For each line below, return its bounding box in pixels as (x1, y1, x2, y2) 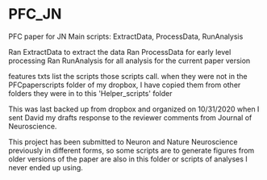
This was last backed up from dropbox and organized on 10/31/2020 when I (8, 104, 260, 114)
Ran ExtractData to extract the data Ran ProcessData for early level (8, 47, 232, 57)
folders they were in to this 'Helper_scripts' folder (8, 88, 173, 98)
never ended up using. (8, 162, 83, 172)
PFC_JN (8, 5, 62, 23)
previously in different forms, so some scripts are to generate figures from (8, 145, 255, 155)
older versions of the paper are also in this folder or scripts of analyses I (8, 154, 248, 164)
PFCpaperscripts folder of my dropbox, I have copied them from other (8, 80, 241, 90)
